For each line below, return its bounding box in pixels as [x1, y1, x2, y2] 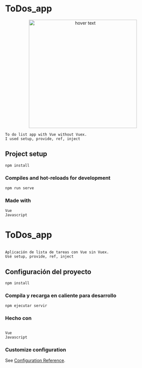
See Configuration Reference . [5, 357, 66, 363]
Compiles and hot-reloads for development [5, 174, 111, 181]
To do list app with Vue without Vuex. [5, 132, 87, 137]
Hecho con [5, 315, 32, 322]
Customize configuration [5, 346, 67, 353]
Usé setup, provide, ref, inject [5, 254, 74, 259]
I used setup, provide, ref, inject [5, 136, 80, 141]
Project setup [5, 150, 48, 158]
